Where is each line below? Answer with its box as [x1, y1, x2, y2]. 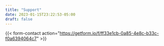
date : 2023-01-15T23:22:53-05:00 [5, 12, 76, 17]
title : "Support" [5, 7, 42, 12]
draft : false [5, 16, 33, 21]
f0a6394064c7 [5, 35, 37, 41]
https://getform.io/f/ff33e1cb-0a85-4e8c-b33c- [60, 30, 159, 36]
